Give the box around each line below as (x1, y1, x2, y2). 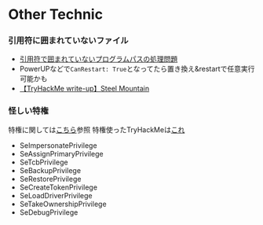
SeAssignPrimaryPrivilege (19, 149, 104, 158)
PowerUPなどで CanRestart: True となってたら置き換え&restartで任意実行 (19, 65, 255, 74)
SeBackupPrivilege (19, 165, 81, 175)
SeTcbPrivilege (19, 157, 68, 167)
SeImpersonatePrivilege (19, 140, 97, 150)
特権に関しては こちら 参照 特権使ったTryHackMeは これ (8, 124, 185, 135)
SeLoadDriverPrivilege (19, 190, 93, 200)
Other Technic (8, 6, 104, 24)
